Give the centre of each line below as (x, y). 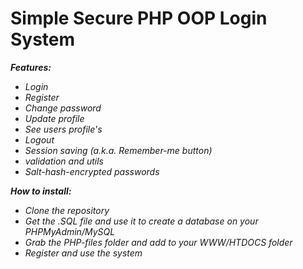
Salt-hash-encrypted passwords (92, 171)
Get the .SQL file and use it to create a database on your (141, 221)
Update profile (54, 118)
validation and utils (64, 161)
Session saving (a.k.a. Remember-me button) (118, 150)
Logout (39, 139)
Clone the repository (67, 210)
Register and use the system (83, 253)
